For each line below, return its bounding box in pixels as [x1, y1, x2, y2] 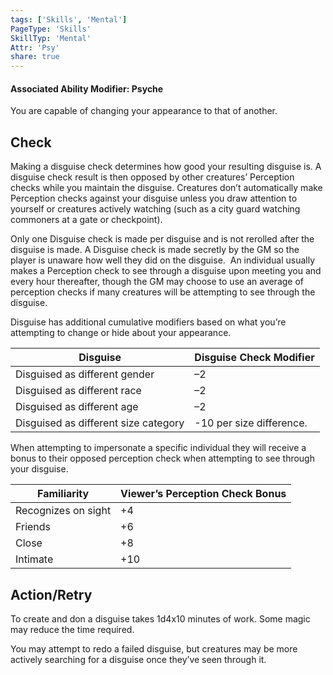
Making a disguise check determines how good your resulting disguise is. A [10, 161, 322, 173]
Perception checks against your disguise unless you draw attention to [10, 192, 298, 205]
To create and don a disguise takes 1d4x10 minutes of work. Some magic [10, 612, 311, 625]
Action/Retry [10, 586, 93, 603]
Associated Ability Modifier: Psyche [10, 82, 164, 95]
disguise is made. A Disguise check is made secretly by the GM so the [10, 244, 300, 256]
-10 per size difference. [194, 416, 308, 430]
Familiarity [37, 487, 90, 501]
